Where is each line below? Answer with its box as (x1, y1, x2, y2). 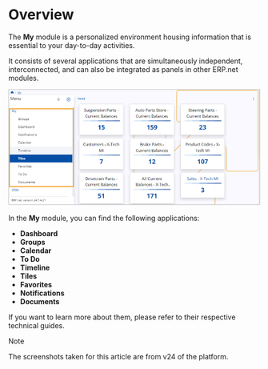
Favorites (19, 280, 53, 290)
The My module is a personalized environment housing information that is (8, 32, 252, 42)
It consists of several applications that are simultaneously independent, (8, 56, 243, 66)
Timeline (19, 263, 50, 273)
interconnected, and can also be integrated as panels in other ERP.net (8, 64, 238, 74)
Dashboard (19, 229, 58, 239)
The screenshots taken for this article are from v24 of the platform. (8, 352, 229, 362)
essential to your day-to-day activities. (8, 40, 135, 50)
